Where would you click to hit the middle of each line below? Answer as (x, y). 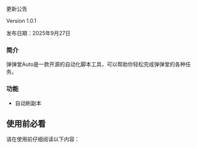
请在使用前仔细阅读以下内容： (43, 139)
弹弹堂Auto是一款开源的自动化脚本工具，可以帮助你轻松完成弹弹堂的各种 (96, 64)
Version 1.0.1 (22, 21)
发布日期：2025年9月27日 (38, 33)
